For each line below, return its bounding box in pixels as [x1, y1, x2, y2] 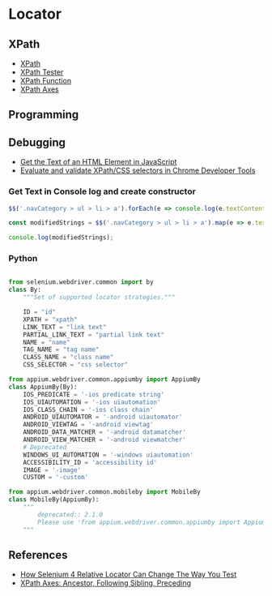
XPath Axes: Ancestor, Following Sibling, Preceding [19, 578, 192, 588]
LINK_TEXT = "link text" [23, 323, 107, 331]
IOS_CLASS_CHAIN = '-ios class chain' [23, 405, 154, 414]
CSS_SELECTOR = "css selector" [23, 361, 129, 369]
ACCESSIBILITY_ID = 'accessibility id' [23, 458, 158, 466]
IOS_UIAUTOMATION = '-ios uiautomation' [23, 398, 161, 406]
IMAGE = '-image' [23, 465, 82, 474]
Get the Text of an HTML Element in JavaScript [19, 157, 177, 167]
